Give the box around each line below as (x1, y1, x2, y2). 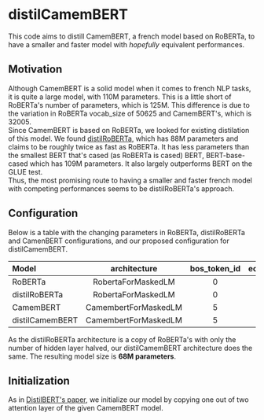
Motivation (8, 63, 63, 76)
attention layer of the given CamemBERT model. (8, 403, 163, 413)
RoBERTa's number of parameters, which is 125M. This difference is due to (8, 100, 250, 109)
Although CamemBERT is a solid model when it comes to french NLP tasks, (8, 83, 251, 93)
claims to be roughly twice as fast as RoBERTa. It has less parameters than (8, 142, 250, 151)
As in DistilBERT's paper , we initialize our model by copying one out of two (8, 395, 249, 404)
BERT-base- (205, 150, 246, 160)
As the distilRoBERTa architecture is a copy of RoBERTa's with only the (8, 334, 236, 344)
